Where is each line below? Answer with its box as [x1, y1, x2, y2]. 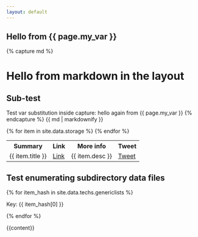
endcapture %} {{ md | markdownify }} [6, 116, 104, 123]
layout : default [6, 9, 48, 15]
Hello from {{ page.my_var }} [6, 32, 117, 42]
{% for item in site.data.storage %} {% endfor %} [6, 127, 130, 135]
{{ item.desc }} [71, 152, 113, 160]
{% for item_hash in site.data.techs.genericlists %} [6, 189, 133, 196]
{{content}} [6, 224, 35, 232]
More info [77, 142, 107, 150]
